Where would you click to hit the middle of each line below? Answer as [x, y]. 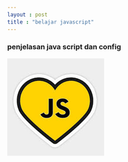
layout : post [28, 15]
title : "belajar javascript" [51, 22]
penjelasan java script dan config [64, 47]
